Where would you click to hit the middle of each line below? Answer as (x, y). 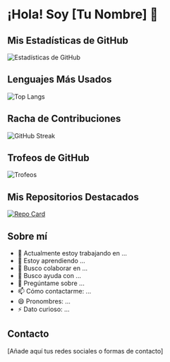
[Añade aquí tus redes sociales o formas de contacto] (85, 351)
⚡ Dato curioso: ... (43, 309)
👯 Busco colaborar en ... (53, 268)
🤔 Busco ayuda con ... (49, 276)
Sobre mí (28, 236)
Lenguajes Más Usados (60, 79)
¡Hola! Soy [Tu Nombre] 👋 (83, 14)
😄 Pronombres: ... (44, 301)
